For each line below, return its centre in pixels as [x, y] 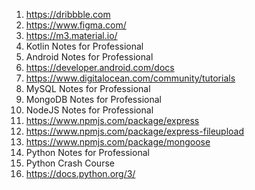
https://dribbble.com [68, 14]
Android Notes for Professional [89, 57]
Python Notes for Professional [87, 152]
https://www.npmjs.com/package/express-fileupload [135, 131]
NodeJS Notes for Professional [89, 110]
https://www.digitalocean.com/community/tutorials [130, 78]
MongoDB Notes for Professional [93, 99]
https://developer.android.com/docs [100, 67]
